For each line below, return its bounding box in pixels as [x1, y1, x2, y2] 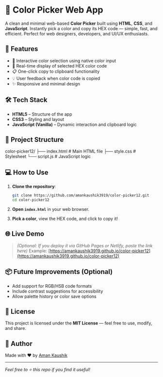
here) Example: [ [16, 248, 50, 254]
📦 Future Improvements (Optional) [5, 268, 113, 276]
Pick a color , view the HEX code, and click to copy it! [12, 216, 118, 222]
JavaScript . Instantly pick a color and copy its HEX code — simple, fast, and [5, 25, 158, 31]
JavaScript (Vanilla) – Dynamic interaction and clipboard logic [12, 121, 137, 127]
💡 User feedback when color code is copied [12, 75, 100, 81]
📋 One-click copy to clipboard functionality [12, 68, 100, 74]
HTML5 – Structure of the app [12, 111, 72, 117]
